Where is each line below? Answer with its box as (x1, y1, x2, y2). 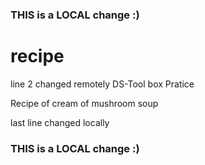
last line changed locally (10, 116, 110, 128)
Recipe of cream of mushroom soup (10, 97, 159, 109)
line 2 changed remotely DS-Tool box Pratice (10, 78, 195, 90)
